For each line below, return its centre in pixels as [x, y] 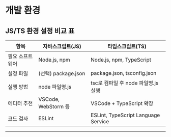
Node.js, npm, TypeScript [121, 60]
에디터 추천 [20, 103]
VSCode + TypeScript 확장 [122, 103]
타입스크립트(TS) [127, 46]
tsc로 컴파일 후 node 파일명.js [125, 83]
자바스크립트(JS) [62, 46]
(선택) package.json [62, 73]
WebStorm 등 [54, 106]
